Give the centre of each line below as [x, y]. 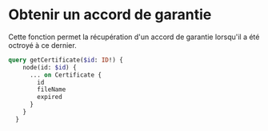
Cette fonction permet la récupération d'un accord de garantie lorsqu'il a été [134, 37]
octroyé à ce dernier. [43, 45]
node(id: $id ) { [50, 67]
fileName [52, 89]
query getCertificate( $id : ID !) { [66, 60]
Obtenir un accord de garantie [110, 15]
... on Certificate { [66, 75]
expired [50, 97]
